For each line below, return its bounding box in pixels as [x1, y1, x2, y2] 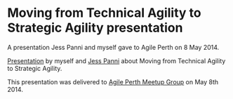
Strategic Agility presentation [7, 20, 183, 36]
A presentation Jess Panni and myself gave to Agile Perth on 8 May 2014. [7, 43, 220, 51]
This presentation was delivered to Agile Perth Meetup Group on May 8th [7, 77, 219, 86]
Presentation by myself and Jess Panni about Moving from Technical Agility [7, 56, 226, 65]
